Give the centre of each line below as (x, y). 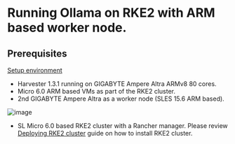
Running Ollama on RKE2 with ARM (111, 13)
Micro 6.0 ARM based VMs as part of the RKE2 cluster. (96, 91)
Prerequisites (37, 53)
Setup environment (35, 70)
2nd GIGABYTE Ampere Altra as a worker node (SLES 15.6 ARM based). (121, 99)
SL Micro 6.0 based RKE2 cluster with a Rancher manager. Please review (122, 126)
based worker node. (67, 28)
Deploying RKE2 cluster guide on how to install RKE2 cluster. (105, 133)
